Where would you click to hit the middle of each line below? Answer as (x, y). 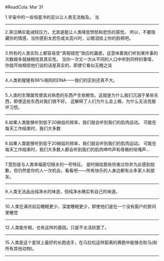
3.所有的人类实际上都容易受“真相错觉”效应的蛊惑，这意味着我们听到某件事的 (82, 53)
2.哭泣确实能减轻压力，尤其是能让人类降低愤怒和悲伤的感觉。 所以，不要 (78, 32)
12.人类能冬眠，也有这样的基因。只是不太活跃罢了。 (57, 227)
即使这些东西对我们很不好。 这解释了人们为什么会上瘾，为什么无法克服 (85, 101)
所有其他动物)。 (21, 249)
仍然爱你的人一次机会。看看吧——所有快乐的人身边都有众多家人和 (84, 171)
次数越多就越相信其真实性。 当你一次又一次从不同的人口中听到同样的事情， (81, 59)
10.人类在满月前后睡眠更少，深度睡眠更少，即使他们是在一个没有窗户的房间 (81, 206)
